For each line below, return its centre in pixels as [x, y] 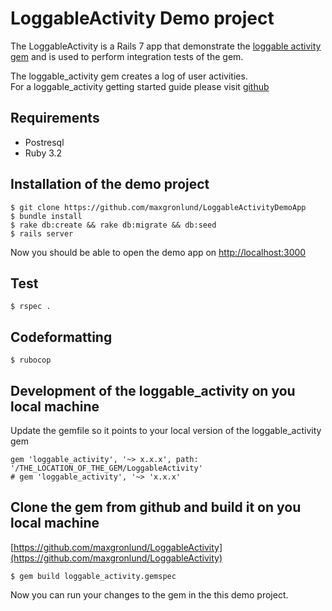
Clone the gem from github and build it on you [156, 507]
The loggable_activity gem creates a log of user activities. [129, 76]
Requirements [55, 118]
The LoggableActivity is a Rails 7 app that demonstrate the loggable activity [166, 46]
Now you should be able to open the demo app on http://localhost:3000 [158, 252]
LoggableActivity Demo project [142, 18]
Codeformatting [61, 337]
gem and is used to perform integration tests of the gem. [127, 56]
